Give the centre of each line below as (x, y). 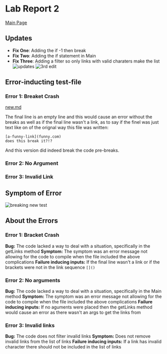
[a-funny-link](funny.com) (33, 137)
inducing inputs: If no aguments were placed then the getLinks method (79, 307)
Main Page (16, 23)
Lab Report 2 (32, 9)
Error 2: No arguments (33, 280)
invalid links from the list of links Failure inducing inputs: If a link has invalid (83, 341)
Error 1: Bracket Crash (32, 235)
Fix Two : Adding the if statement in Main (54, 56)
